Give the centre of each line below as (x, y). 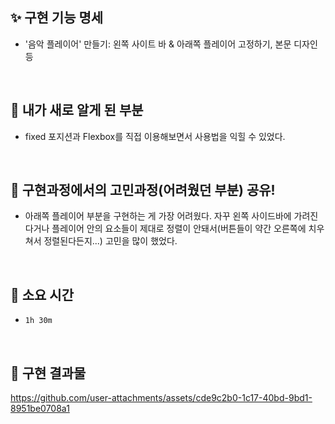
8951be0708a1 (40, 409)
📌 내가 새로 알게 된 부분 (77, 110)
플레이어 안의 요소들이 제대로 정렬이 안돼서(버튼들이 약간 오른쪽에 (179, 229)
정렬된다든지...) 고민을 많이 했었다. (110, 241)
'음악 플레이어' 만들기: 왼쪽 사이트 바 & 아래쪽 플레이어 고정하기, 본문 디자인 (171, 44)
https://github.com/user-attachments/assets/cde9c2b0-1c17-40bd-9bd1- (161, 398)
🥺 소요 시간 (42, 294)
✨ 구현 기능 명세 (57, 18)
